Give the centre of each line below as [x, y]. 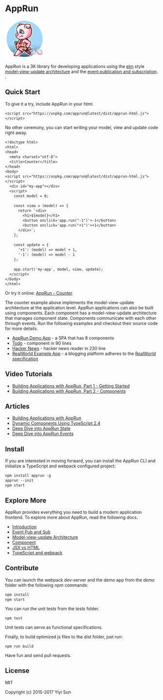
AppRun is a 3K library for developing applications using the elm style [75, 66]
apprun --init [19, 481]
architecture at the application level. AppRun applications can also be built [79, 307]
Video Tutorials [29, 374]
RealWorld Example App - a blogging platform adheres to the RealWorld [84, 353]
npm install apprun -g [28, 476]
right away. [16, 132]
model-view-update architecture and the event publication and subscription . [81, 71]
